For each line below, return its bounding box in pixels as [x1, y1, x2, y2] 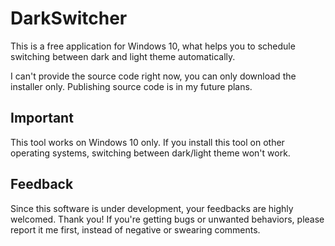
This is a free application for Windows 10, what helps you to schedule [10, 40, 296, 52]
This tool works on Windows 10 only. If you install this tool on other [10, 136, 285, 148]
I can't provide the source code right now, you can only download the [10, 70, 297, 82]
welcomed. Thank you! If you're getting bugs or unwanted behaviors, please [10, 213, 325, 225]
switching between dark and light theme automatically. [10, 50, 236, 62]
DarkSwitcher [10, 7, 128, 30]
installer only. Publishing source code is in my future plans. [10, 80, 253, 92]
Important [10, 110, 74, 127]
